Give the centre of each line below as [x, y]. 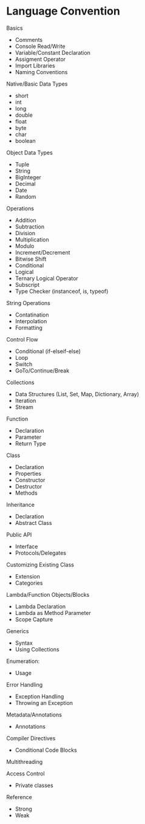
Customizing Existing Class [40, 565]
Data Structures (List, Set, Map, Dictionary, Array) [77, 394]
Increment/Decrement [43, 252]
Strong [23, 809]
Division [25, 233]
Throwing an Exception [44, 702]
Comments [29, 39]
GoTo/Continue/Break [42, 370]
